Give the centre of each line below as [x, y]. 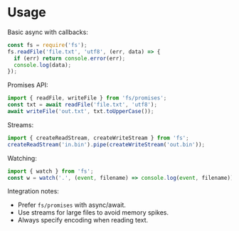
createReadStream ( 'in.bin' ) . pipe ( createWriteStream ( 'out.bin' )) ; [106, 144]
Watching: [22, 158]
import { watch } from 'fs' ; [51, 171]
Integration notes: [33, 191]
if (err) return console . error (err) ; [70, 58]
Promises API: [28, 85]
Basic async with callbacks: [48, 32]
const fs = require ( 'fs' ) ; [47, 45]
